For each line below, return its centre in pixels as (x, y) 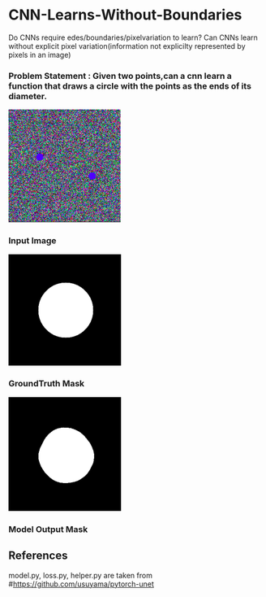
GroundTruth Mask (47, 384)
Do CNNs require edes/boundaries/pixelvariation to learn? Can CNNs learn (133, 37)
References (38, 556)
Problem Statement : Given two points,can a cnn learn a (120, 76)
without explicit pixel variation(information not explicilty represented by (127, 46)
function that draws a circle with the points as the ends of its (130, 85)
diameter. (28, 96)
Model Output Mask (48, 529)
